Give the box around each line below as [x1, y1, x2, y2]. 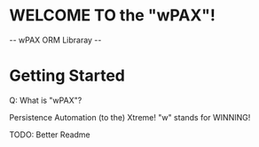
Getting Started [9, 66, 126, 86]
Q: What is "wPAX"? [9, 95, 82, 105]
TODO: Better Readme [9, 129, 90, 140]
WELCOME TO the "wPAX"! [9, 5, 216, 26]
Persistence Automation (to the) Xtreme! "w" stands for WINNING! [9, 112, 251, 122]
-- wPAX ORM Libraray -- [9, 35, 102, 45]
